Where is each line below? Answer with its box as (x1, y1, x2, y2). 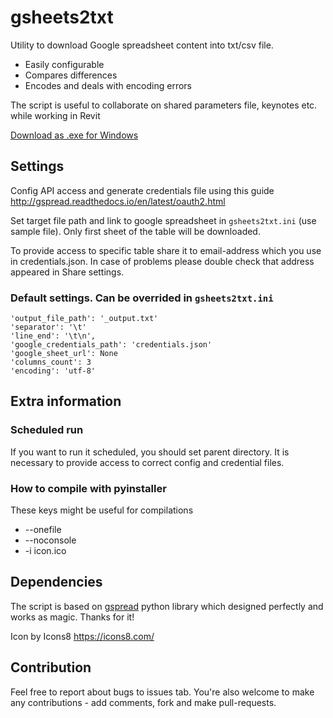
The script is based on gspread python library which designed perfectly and (10, 600, 324, 612)
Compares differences (24, 69, 118, 81)
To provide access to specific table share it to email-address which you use (10, 244, 322, 256)
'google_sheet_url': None (10, 349, 118, 359)
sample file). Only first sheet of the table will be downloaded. (10, 225, 261, 237)
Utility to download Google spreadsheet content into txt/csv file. (10, 39, 274, 51)
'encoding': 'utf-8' (10, 366, 97, 376)
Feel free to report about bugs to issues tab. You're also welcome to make (10, 686, 315, 698)
